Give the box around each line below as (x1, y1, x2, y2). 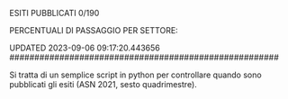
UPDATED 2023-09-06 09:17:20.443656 (9, 42, 160, 53)
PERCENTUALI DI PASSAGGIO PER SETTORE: (9, 25, 178, 35)
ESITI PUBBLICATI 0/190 (9, 8, 100, 18)
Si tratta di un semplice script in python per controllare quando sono (9, 69, 263, 80)
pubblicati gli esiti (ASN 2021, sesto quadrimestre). (9, 79, 198, 89)
